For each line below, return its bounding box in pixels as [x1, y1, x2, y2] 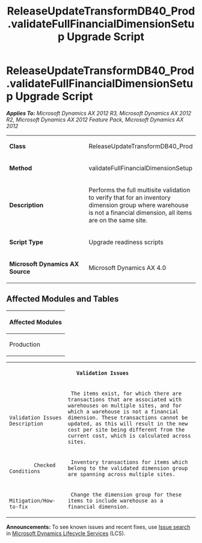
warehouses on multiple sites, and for [67, 402, 182, 409]
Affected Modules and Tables [6, 294, 119, 304]
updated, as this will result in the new [67, 420, 188, 427]
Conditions [9, 467, 40, 475]
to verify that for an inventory [88, 193, 171, 202]
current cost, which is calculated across [67, 432, 191, 439]
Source [9, 267, 31, 275]
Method [9, 164, 32, 172]
